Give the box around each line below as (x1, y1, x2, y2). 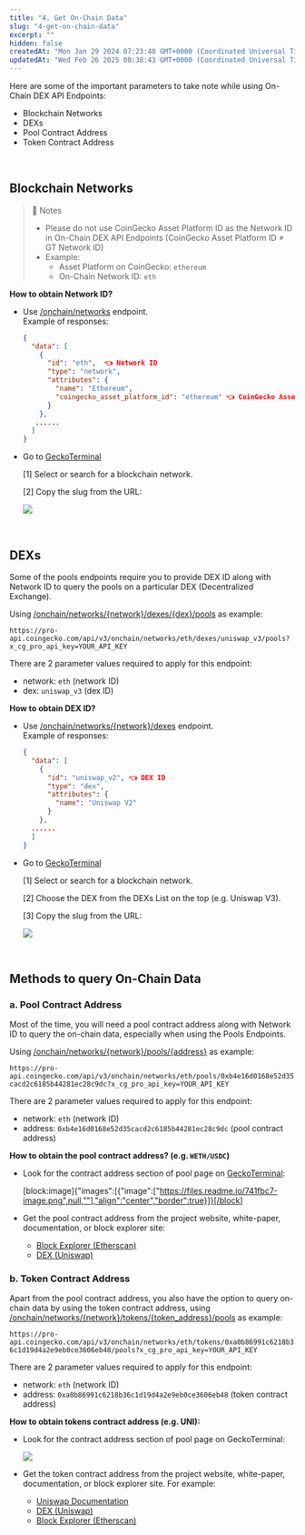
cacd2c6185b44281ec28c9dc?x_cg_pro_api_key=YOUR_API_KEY (9, 1079, 230, 1089)
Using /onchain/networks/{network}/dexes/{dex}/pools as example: (9, 608, 263, 619)
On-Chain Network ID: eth (58, 270, 157, 282)
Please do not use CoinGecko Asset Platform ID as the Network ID (44, 222, 293, 233)
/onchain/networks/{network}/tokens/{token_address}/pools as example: (9, 1312, 283, 1323)
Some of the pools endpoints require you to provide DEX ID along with (9, 572, 271, 582)
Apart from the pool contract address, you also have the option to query (9, 1293, 279, 1304)
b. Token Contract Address (9, 1272, 131, 1285)
